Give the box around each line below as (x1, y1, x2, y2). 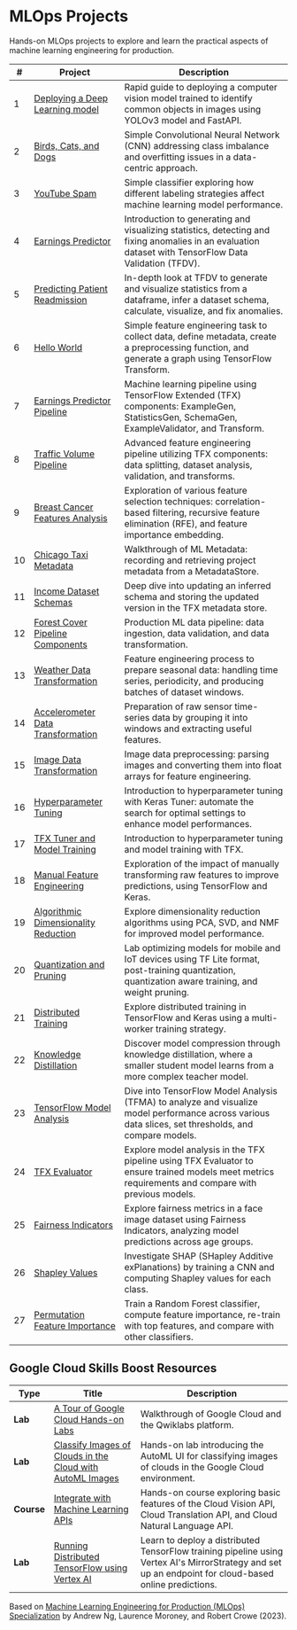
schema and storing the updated (124, 590, 259, 603)
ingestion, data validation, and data (124, 627, 270, 639)
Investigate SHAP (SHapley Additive (124, 1250, 274, 1262)
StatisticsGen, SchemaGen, (124, 410, 238, 423)
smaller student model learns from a (124, 1059, 274, 1072)
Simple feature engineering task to (124, 319, 268, 331)
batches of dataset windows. (124, 685, 245, 698)
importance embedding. (124, 528, 224, 541)
